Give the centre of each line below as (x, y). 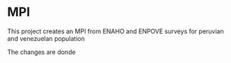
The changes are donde (41, 52)
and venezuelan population (46, 38)
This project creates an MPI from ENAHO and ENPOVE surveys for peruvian (115, 31)
